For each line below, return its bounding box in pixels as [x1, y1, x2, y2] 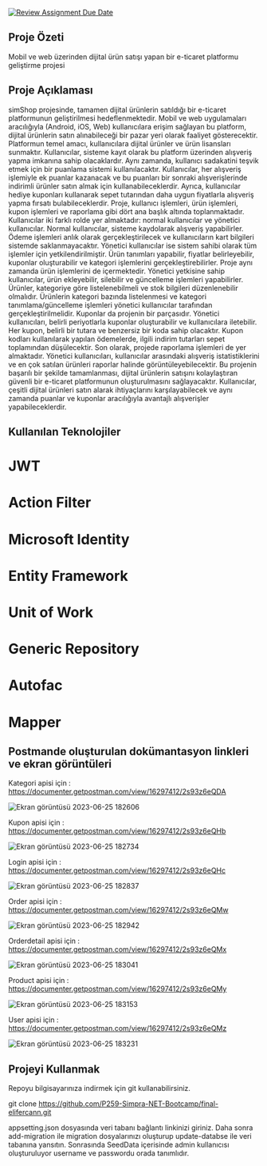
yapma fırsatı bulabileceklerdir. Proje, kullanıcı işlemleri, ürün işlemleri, [8, 198, 239, 208]
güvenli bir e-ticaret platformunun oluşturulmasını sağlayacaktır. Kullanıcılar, [8, 376, 257, 386]
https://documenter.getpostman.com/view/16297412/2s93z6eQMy [8, 984, 227, 994]
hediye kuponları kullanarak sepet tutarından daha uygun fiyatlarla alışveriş [8, 189, 254, 199]
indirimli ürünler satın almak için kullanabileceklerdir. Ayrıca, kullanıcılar [8, 181, 241, 191]
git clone [8, 1099, 37, 1108]
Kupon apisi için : [8, 818, 65, 827]
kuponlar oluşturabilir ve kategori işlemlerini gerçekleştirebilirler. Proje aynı [8, 257, 253, 267]
